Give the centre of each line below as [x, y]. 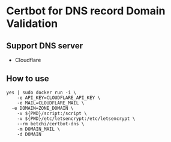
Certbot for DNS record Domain [86, 11]
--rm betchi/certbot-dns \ [51, 124]
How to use [28, 79]
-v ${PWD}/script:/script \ [52, 113]
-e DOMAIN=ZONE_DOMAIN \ [43, 108]
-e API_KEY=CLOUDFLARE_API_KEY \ [59, 98]
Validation [32, 24]
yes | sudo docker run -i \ [41, 92]
